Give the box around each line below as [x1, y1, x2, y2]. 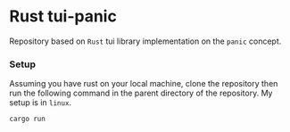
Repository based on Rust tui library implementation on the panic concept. [9, 36, 282, 46]
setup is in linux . [9, 97, 72, 108]
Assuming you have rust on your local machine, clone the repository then [9, 78, 278, 89]
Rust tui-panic [9, 6, 118, 27]
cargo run [9, 114, 46, 124]
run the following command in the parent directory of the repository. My [9, 87, 273, 99]
